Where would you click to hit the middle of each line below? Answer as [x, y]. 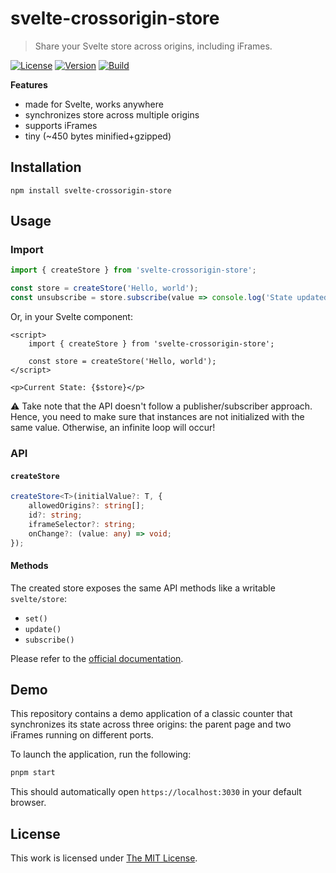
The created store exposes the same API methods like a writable [143, 588]
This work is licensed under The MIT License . [104, 858]
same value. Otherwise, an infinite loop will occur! [113, 428]
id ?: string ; [55, 515]
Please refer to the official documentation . [97, 658]
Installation [46, 167]
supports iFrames [61, 125]
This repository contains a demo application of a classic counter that [151, 714]
